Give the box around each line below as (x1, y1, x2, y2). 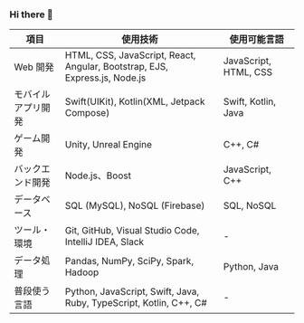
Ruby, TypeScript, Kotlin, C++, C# (64, 297, 208, 309)
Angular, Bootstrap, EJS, (64, 61, 169, 73)
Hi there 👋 (9, 8, 54, 21)
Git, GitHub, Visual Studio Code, (64, 224, 200, 237)
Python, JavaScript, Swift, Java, (64, 285, 200, 298)
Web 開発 (14, 61, 54, 73)
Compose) (64, 107, 110, 119)
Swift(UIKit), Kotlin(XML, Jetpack (64, 95, 205, 108)
